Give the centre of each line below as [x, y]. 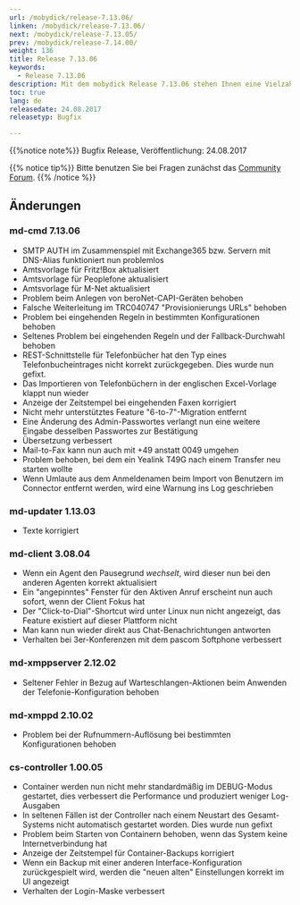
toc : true [28, 92]
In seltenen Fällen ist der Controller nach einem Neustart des [133, 816]
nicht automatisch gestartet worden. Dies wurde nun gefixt [165, 825]
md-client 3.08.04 [50, 554]
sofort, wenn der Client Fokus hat [83, 602]
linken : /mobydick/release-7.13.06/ [77, 26]
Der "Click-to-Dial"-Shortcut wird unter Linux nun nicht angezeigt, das [151, 611]
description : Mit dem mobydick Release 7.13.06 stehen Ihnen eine [135, 84]
